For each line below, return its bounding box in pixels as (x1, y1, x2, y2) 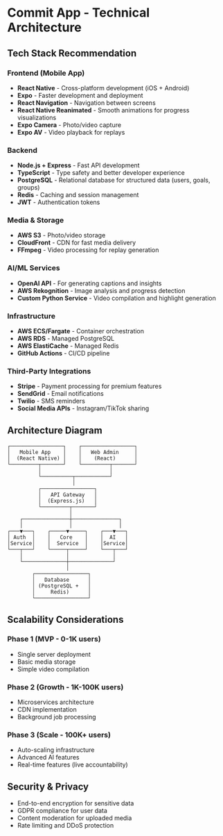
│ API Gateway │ (37, 492, 98, 499)
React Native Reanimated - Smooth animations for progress (17, 106, 190, 114)
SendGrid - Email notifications (17, 390, 104, 398)
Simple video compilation (17, 664, 90, 673)
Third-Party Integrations (7, 366, 91, 376)
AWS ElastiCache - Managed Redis (17, 342, 119, 350)
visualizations (17, 113, 57, 122)
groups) (17, 183, 40, 192)
